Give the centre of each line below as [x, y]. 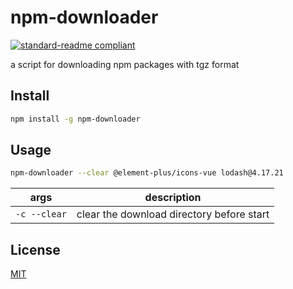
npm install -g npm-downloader [75, 119]
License [35, 249]
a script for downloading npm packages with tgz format [125, 64]
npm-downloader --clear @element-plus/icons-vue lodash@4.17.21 [147, 173]
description [173, 198]
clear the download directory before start [173, 214]
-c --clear [41, 214]
